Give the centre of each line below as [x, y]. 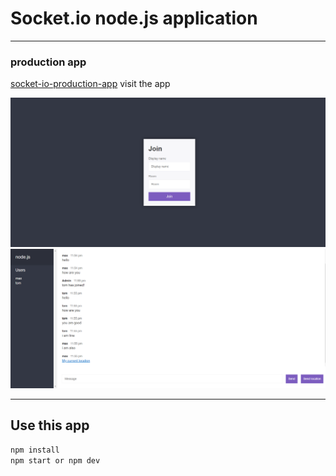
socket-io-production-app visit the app [90, 84]
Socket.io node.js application [134, 18]
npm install [35, 450]
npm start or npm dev [55, 460]
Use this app [50, 425]
